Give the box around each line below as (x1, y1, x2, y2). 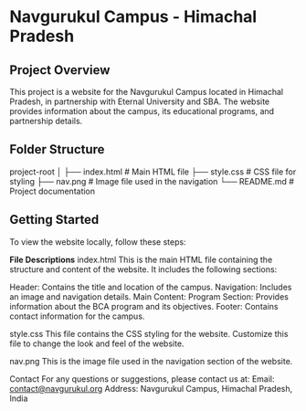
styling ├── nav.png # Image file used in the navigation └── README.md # (9, 175, 295, 186)
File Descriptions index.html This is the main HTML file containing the (9, 254, 273, 265)
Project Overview (9, 62, 111, 78)
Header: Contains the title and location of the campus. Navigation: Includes (9, 281, 292, 292)
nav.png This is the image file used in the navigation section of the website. (9, 355, 293, 366)
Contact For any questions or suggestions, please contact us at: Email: (9, 373, 275, 385)
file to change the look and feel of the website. (9, 338, 185, 349)
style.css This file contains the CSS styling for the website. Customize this (9, 328, 289, 339)
